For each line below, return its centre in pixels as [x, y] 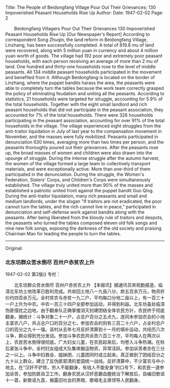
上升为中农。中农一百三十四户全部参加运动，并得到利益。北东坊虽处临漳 [89, 304]
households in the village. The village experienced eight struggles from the [83, 126]
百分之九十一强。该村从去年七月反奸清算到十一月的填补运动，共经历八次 [89, 330]
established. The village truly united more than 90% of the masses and [79, 185]
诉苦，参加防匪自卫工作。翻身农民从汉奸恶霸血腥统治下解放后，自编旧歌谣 [87, 374]
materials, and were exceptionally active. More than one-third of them [78, 169]
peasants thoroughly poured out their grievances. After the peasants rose [82, 147]
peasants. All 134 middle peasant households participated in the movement [83, 72]
